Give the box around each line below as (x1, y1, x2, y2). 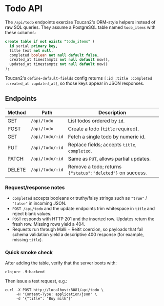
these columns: (5, 29, 36, 35)
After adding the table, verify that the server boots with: (5, 260, 117, 266)
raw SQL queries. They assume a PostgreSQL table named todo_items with (5, 24, 156, 30)
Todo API (5, 3, 43, 14)
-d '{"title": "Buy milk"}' (16, 296, 73, 301)
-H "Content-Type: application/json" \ (16, 292, 97, 297)
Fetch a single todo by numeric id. (68, 133, 145, 140)
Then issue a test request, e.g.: (5, 278, 67, 284)
